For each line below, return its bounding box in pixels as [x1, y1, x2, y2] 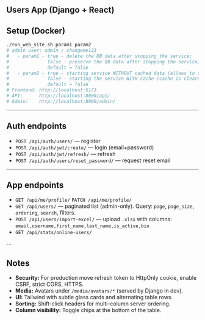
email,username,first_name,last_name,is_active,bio [15, 223, 149, 229]
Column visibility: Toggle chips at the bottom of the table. [15, 307, 162, 314]
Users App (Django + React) [6, 5, 115, 15]
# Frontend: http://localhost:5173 [6, 87, 97, 93]
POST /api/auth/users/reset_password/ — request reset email [15, 157, 171, 164]
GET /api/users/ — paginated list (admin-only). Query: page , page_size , [15, 202, 195, 210]
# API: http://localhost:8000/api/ [6, 93, 111, 99]
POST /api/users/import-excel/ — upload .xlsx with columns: [15, 216, 172, 223]
